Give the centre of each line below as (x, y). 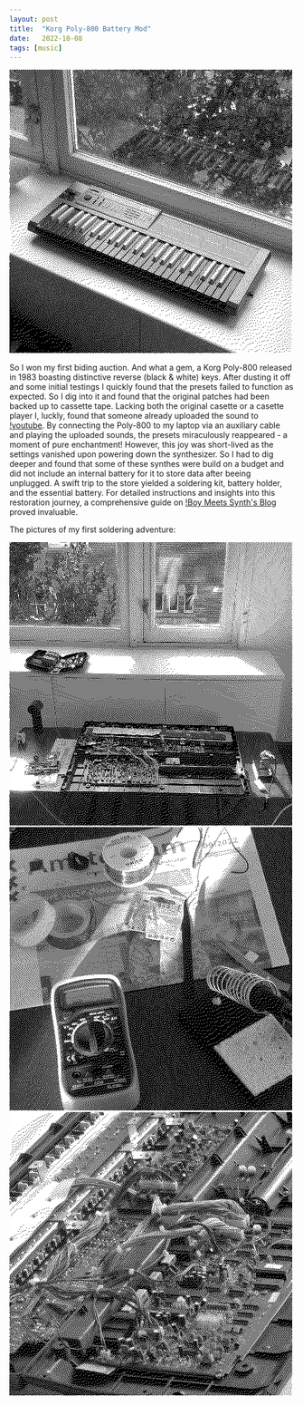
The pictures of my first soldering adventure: (93, 529)
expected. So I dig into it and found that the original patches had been (139, 397)
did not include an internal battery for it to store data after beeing (130, 474)
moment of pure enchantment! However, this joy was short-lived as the (142, 445)
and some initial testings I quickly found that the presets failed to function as (151, 387)
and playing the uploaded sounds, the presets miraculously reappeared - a (148, 435)
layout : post (34, 19)
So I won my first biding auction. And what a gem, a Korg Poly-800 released (151, 368)
